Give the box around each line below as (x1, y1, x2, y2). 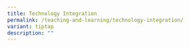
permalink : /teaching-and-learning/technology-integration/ (7, 17, 184, 23)
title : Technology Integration (7, 10, 97, 17)
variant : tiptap (7, 23, 54, 30)
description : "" (7, 29, 54, 37)
